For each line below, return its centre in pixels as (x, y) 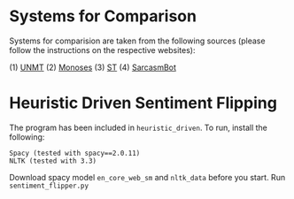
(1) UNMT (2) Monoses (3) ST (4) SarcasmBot (93, 67)
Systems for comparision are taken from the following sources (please (137, 41)
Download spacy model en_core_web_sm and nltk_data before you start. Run (147, 177)
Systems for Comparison (103, 16)
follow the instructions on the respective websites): (102, 50)
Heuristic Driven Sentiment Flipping (143, 103)
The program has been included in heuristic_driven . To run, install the (138, 127)
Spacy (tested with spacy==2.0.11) (75, 153)
